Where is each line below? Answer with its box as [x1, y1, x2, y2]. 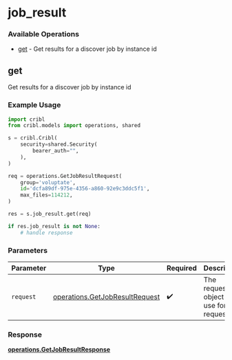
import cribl [8, 115, 45, 123]
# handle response [20, 229, 73, 236]
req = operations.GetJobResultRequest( [8, 172, 123, 179]
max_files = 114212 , [20, 192, 73, 199]
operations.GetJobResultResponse [8, 346, 111, 354]
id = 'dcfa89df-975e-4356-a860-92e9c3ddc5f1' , [20, 185, 150, 192]
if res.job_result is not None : [8, 223, 101, 229]
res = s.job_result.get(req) [8, 211, 92, 218]
